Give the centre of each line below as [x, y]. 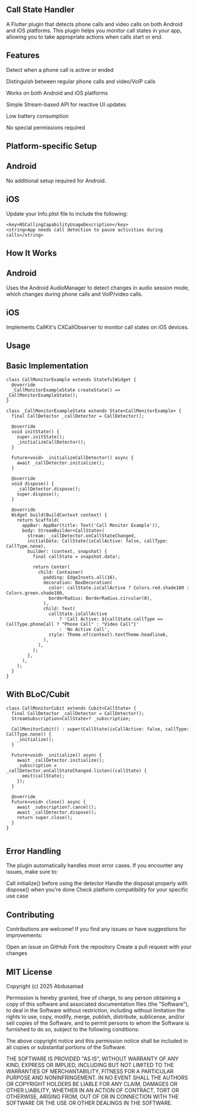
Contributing [30, 914]
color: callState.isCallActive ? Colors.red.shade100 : [119, 588]
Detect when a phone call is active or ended [60, 70]
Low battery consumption [38, 116]
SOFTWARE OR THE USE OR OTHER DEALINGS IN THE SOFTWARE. [89, 1103]
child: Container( [60, 572]
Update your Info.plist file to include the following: [67, 214]
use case [17, 896]
